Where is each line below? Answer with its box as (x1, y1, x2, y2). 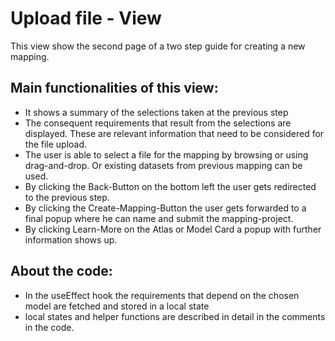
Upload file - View (10, 7, 162, 30)
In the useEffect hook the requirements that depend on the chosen (24, 289, 300, 301)
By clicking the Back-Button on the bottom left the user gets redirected (24, 180, 317, 192)
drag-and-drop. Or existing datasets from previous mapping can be (24, 159, 303, 171)
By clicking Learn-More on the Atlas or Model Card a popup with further (24, 223, 322, 235)
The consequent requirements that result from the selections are (24, 117, 292, 129)
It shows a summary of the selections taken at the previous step (24, 106, 289, 118)
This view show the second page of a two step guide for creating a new (10, 40, 306, 52)
